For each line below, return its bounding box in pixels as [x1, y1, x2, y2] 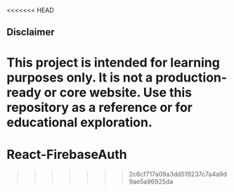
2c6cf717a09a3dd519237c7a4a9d [129, 169, 228, 178]
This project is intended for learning [6, 54, 221, 70]
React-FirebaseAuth [6, 146, 127, 162]
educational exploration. [6, 114, 152, 130]
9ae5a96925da [129, 177, 174, 186]
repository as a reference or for [6, 99, 193, 115]
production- [155, 70, 228, 85]
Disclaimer [6, 26, 55, 38]
